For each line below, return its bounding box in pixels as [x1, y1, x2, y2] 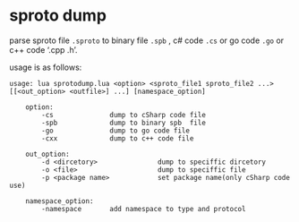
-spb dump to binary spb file [41, 118, 206, 127]
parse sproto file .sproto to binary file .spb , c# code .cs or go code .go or [9, 35, 285, 46]
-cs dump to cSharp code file [41, 110, 206, 119]
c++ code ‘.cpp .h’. [9, 44, 78, 55]
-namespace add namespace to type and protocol [41, 204, 246, 213]
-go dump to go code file [41, 126, 191, 135]
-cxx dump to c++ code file [41, 133, 194, 143]
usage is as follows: [9, 62, 82, 73]
